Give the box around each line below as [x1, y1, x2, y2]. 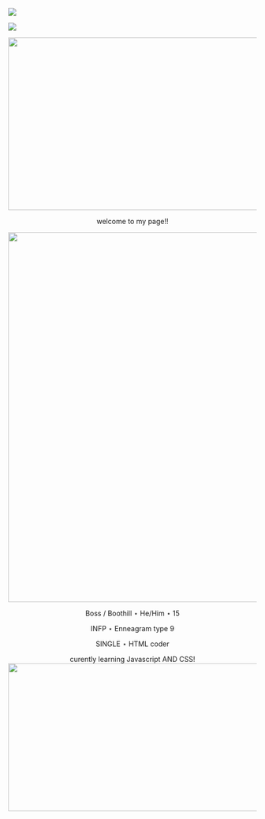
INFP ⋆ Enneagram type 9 [90, 624, 175, 633]
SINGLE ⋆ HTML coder [95, 639, 170, 649]
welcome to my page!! [96, 217, 169, 226]
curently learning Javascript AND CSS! [69, 655, 196, 664]
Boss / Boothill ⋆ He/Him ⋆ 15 [85, 608, 180, 618]
